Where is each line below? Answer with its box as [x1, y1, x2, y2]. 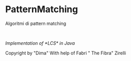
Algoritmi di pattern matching [5, 20, 67, 26]
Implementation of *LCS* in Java [5, 40, 75, 46]
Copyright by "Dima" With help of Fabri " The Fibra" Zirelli [5, 50, 126, 56]
